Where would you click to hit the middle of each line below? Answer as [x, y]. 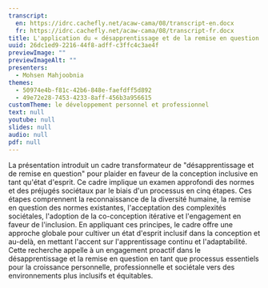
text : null [26, 113]
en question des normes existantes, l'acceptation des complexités [117, 207]
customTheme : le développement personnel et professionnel [109, 105]
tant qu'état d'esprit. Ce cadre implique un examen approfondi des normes [131, 182]
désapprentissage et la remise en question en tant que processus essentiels [134, 258]
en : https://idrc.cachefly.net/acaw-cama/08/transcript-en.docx [125, 23]
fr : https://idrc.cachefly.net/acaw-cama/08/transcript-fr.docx [125, 30]
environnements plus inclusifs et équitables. [81, 275]
